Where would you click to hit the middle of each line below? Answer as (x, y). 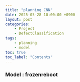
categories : (18, 24)
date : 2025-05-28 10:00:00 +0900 (40, 15)
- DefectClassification (39, 33)
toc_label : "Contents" (29, 57)
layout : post (19, 19)
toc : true (16, 52)
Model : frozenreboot (31, 75)
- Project (25, 29)
